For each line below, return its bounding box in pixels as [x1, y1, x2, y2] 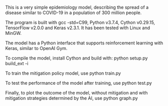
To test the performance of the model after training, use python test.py [5, 80, 152, 86]
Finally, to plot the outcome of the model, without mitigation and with [5, 90, 148, 95]
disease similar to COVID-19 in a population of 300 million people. [5, 10, 142, 16]
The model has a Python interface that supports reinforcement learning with [5, 40, 163, 46]
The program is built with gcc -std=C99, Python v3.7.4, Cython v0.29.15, [5, 20, 155, 25]
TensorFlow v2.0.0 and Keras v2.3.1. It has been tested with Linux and [5, 25, 150, 31]
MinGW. [5, 30, 22, 36]
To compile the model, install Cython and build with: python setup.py [5, 55, 148, 61]
